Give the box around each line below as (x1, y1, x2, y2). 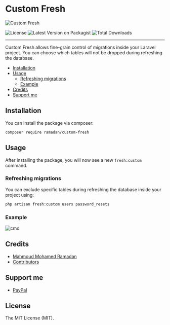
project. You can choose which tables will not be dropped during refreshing (5, 49, 163, 56)
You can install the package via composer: (5, 120, 94, 126)
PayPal (12, 287, 27, 293)
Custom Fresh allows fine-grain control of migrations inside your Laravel (5, 44, 156, 50)
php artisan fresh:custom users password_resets (5, 201, 110, 207)
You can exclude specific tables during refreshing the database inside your (5, 186, 162, 193)
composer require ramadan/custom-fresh (5, 130, 90, 135)
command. (5, 162, 28, 168)
